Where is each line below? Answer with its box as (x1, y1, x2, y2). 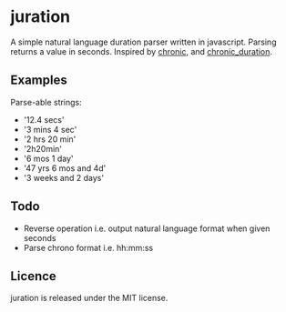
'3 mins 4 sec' (23, 124, 77, 135)
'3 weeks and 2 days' (23, 172, 104, 183)
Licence (10, 268, 57, 284)
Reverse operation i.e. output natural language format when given (23, 223, 271, 234)
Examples (10, 73, 67, 88)
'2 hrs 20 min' (23, 134, 77, 145)
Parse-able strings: (10, 96, 83, 107)
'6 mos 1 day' (23, 153, 74, 164)
